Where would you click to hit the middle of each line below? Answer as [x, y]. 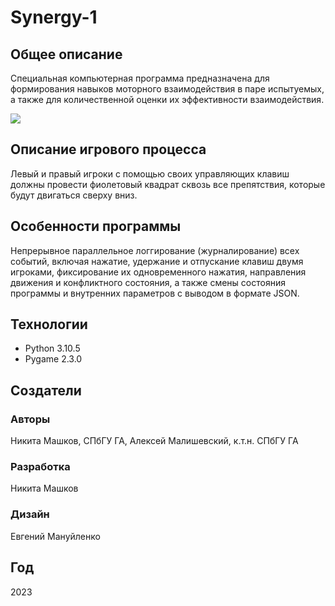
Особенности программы [96, 226]
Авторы [30, 419]
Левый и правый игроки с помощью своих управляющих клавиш [150, 173]
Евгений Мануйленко [55, 536]
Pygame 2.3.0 [53, 359]
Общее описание [66, 54]
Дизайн [30, 514]
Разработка [40, 467]
